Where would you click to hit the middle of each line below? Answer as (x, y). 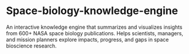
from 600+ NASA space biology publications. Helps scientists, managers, (94, 33)
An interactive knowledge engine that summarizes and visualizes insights (94, 27)
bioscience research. (31, 46)
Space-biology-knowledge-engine (92, 11)
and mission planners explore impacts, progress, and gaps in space (87, 39)
